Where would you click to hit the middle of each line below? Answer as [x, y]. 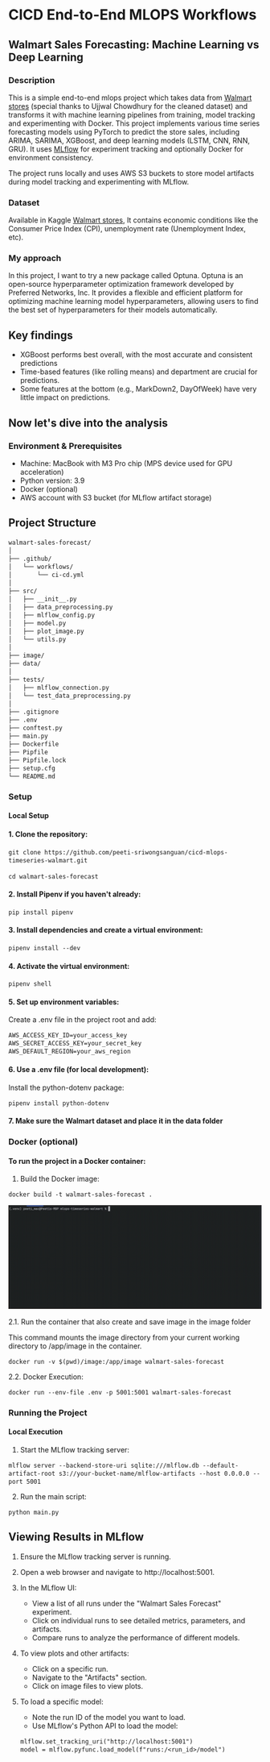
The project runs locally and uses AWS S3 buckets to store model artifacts [131, 173]
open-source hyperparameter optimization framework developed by [121, 285]
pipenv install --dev [45, 948]
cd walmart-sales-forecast [53, 876]
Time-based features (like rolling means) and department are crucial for [139, 372]
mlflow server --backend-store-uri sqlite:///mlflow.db [104, 1466]
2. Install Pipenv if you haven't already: [75, 894]
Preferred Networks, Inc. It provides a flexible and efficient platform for [126, 293]
